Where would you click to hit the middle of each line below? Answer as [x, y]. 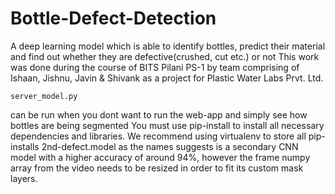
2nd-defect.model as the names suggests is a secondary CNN [170, 146]
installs [25, 146]
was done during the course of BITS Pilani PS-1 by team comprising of [155, 67]
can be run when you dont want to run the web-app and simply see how [159, 114]
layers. [24, 178]
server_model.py [44, 96]
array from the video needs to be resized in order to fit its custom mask [157, 168]
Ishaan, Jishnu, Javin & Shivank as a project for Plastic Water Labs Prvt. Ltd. [167, 78]
